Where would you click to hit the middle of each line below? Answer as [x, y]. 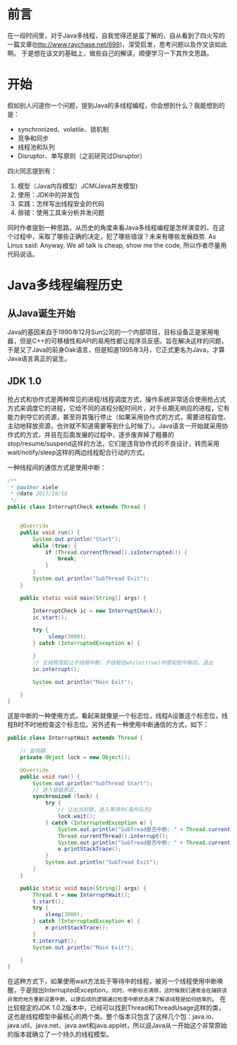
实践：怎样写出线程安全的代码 [61, 203]
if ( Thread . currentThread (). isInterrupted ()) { [116, 552]
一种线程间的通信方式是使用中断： [57, 467]
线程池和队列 [36, 147]
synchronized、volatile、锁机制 [63, 129]
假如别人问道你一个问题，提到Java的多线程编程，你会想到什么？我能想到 [113, 105]
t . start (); [49, 901]
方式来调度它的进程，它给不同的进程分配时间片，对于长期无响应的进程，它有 [119, 408]
